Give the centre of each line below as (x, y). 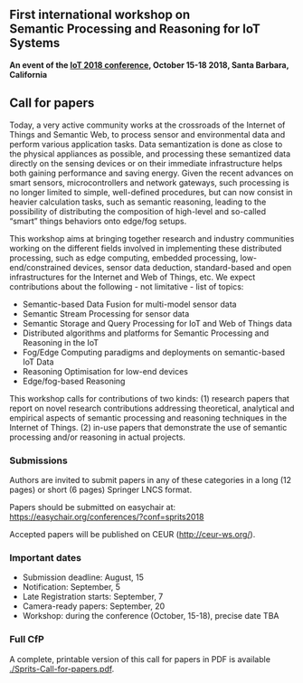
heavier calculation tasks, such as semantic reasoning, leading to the (138, 202)
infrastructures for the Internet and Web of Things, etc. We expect (133, 277)
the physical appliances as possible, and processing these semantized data (150, 154)
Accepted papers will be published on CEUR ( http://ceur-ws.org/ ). (133, 534)
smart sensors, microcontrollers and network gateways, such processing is (149, 182)
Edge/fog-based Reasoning (74, 381)
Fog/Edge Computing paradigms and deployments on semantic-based (153, 352)
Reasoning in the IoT (61, 342)
